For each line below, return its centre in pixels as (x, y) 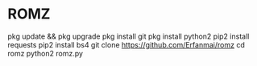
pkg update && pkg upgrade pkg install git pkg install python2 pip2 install (128, 36)
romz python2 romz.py (46, 53)
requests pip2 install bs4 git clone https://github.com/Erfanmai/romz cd (126, 44)
